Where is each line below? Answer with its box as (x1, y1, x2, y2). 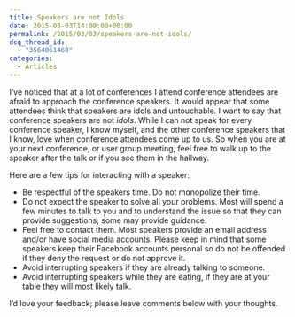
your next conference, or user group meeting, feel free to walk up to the (9, 143, 272, 153)
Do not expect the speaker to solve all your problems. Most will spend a (21, 196, 283, 206)
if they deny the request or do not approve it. (21, 252, 186, 263)
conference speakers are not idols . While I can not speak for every (9, 114, 252, 125)
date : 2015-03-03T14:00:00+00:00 (9, 21, 133, 30)
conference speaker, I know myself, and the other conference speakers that (9, 124, 286, 135)
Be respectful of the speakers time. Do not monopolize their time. (21, 187, 260, 197)
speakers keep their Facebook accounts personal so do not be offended (21, 243, 286, 253)
